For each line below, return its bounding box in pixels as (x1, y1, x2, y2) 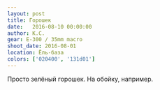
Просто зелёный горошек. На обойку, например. (7, 75, 154, 83)
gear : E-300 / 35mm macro (7, 36, 82, 43)
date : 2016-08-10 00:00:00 (7, 23, 92, 30)
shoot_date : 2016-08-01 (7, 43, 77, 50)
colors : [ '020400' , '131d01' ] (7, 56, 96, 63)
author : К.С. (7, 29, 45, 37)
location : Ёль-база (7, 50, 64, 57)
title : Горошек (7, 17, 52, 24)
